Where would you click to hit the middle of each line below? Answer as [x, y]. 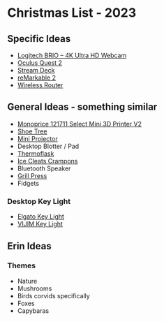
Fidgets [28, 183]
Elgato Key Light [41, 217]
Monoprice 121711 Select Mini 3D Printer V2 [79, 124]
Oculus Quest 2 [40, 63]
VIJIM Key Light [40, 224]
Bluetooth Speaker [44, 168]
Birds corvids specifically [54, 295]
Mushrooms [35, 288]
